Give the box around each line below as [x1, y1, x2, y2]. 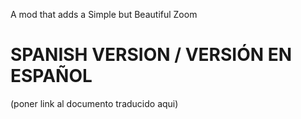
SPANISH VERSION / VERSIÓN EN [10, 44, 293, 66]
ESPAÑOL [10, 65, 93, 88]
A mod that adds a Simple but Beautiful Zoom [10, 9, 198, 20]
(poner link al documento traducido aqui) [10, 97, 179, 109]
